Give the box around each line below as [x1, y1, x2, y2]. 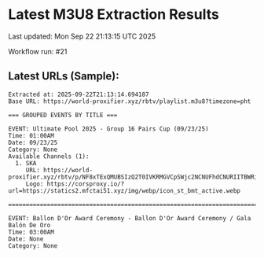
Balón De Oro [8, 221, 51, 229]
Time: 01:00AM [8, 131, 55, 139]
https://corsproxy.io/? [46, 179, 125, 188]
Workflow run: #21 [8, 46, 68, 56]
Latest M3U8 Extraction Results [8, 6, 220, 24]
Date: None [8, 234, 44, 243]
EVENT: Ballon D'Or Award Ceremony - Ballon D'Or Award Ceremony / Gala [8, 214, 251, 222]
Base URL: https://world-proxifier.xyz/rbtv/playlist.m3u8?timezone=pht [8, 97, 251, 105]
